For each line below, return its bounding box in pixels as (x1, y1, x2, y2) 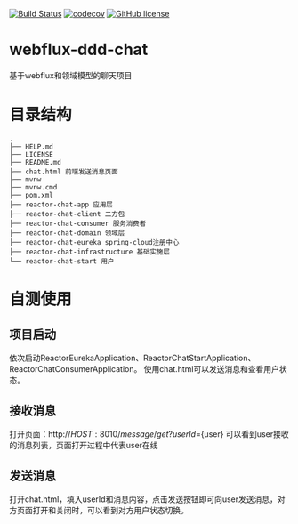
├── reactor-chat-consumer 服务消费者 (9, 219, 147, 228)
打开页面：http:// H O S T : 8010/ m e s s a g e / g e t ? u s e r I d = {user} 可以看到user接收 (9, 428, 289, 439)
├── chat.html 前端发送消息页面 (9, 167, 118, 176)
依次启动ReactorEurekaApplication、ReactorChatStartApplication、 (9, 352, 256, 363)
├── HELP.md (9, 142, 53, 151)
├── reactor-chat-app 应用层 (9, 200, 114, 209)
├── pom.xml (9, 190, 53, 199)
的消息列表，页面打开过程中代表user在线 (9, 439, 158, 450)
